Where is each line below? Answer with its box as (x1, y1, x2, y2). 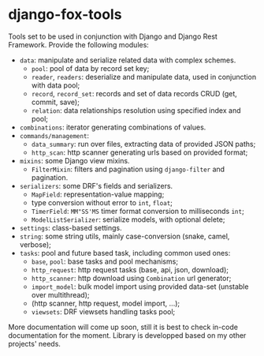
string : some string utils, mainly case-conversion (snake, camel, (19, 231, 230, 241)
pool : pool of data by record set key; (31, 63, 150, 73)
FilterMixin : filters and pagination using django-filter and (31, 164, 225, 174)
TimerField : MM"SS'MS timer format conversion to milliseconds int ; (31, 206, 244, 215)
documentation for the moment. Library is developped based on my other (8, 330, 247, 340)
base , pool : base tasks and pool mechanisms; (31, 257, 179, 266)
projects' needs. (8, 339, 61, 348)
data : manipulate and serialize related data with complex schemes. (19, 55, 236, 65)
